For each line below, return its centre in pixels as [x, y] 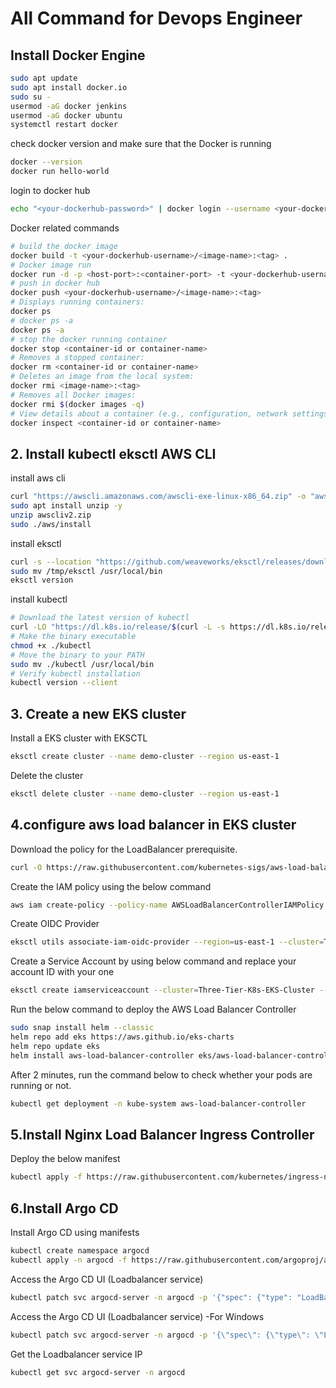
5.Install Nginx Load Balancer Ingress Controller [162, 1134]
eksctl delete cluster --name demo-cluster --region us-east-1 [145, 794]
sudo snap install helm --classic [82, 1028]
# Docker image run [51, 265]
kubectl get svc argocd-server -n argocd [98, 1372]
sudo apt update [44, 78]
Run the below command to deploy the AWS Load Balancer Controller [153, 1009]
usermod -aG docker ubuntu [66, 115]
